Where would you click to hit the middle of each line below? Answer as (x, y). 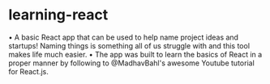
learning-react (58, 15)
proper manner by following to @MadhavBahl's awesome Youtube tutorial (132, 63)
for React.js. (28, 71)
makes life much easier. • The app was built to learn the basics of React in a (135, 54)
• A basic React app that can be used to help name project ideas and (124, 37)
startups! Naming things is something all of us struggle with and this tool (129, 45)
